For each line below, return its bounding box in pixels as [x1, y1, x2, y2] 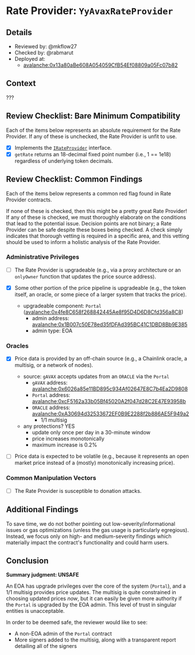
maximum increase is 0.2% [32, 441, 97, 448]
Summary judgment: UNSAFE [6, 571, 79, 578]
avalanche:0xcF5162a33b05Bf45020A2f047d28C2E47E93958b [32, 398, 186, 405]
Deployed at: [14, 56, 46, 62]
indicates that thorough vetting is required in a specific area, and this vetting [6, 232, 190, 239]
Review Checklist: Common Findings [6, 174, 143, 184]
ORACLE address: [32, 404, 71, 411]
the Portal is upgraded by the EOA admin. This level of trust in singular [6, 601, 177, 608]
